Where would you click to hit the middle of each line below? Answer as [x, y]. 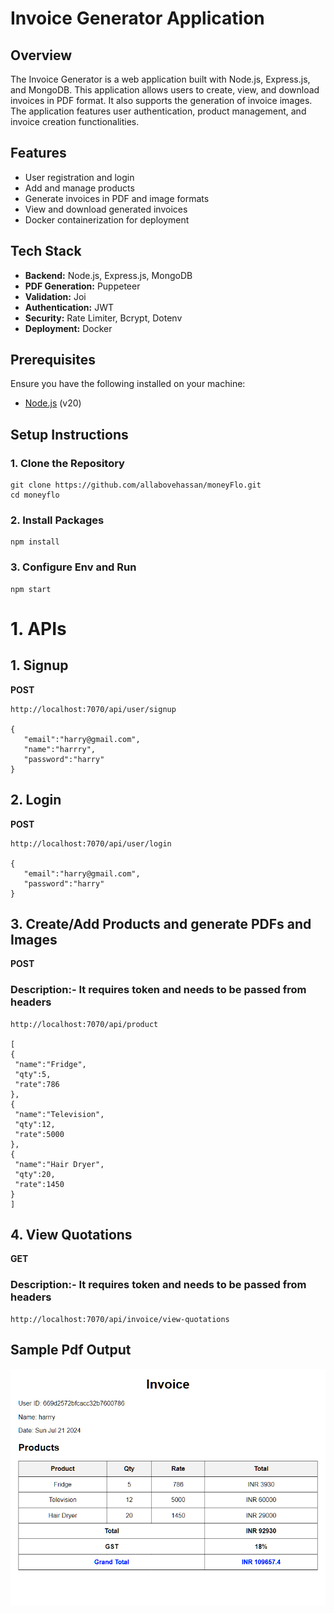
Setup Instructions [69, 434]
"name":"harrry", [60, 749]
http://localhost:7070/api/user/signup [93, 709]
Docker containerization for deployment [107, 219]
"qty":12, [35, 1124]
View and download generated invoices [106, 209]
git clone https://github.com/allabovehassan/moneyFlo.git [136, 485]
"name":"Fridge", [50, 1064]
